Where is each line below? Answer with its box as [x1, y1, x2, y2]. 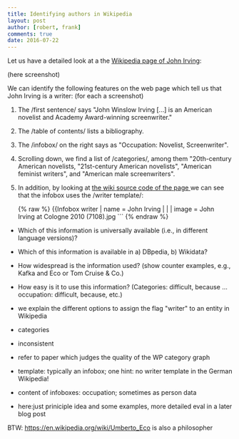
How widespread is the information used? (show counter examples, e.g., [17, 262, 231, 270]
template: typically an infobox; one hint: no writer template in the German [17, 367, 233, 376]
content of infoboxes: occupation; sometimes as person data [17, 388, 197, 397]
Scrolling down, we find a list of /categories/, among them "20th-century [17, 155, 232, 163]
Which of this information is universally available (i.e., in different [17, 226, 208, 235]
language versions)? [17, 234, 78, 242]
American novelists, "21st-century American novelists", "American [17, 162, 212, 171]
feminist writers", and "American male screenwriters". [17, 170, 176, 178]
